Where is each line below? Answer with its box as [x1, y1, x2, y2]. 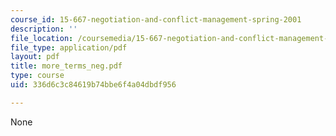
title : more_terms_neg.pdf [10, 61, 123, 71]
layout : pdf [10, 52, 60, 62]
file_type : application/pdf [10, 42, 128, 53]
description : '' [10, 24, 78, 34]
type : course [10, 71, 65, 81]
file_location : [10, 33, 74, 43]
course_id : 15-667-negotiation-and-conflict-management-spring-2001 [10, 14, 302, 25]
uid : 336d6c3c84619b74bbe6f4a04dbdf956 [10, 80, 177, 90]
